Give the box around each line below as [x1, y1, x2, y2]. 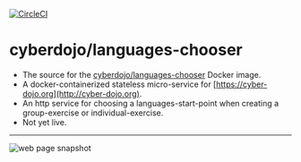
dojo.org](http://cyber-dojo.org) [21, 88, 141, 98]
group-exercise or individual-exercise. [21, 107, 164, 118]
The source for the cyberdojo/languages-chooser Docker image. [21, 69, 262, 80]
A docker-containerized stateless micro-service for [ [21, 79, 217, 90]
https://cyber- [216, 79, 268, 90]
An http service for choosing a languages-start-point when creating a [21, 98, 279, 108]
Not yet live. [21, 116, 67, 127]
